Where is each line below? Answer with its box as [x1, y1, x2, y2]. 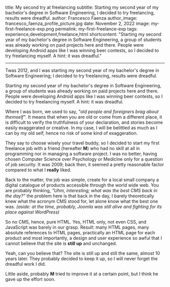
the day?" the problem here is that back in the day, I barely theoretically [5, 193, 154, 199]
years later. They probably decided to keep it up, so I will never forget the [5, 256, 158, 262]
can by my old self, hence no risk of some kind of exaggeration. [5, 130, 138, 136]
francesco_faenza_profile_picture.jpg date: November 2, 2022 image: [5, 20, 150, 26]
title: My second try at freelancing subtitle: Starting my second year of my [5, 5, 159, 10]
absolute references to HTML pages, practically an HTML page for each [5, 230, 155, 235]
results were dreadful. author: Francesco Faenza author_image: [5, 15, 138, 21]
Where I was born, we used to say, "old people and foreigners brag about [5, 109, 159, 115]
